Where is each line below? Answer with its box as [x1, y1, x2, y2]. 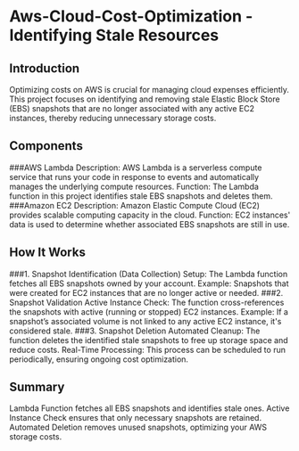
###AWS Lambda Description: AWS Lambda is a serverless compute [9, 162, 262, 173]
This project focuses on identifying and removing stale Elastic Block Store [9, 94, 280, 104]
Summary [9, 380, 65, 395]
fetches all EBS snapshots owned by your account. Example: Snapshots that [9, 278, 289, 289]
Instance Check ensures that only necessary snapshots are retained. [9, 413, 262, 423]
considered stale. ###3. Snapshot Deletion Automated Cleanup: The [9, 325, 261, 336]
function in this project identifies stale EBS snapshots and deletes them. [9, 190, 273, 201]
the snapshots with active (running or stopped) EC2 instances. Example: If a [9, 306, 288, 317]
